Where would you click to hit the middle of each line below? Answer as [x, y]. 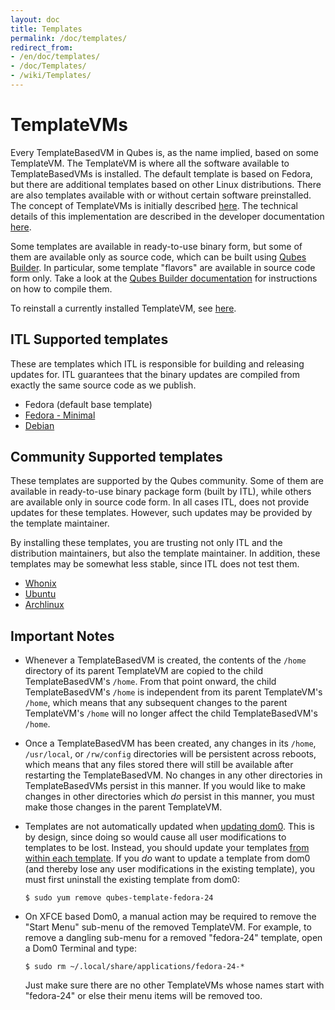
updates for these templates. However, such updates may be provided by [161, 513]
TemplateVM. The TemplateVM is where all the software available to [150, 163]
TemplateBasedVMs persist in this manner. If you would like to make [165, 786]
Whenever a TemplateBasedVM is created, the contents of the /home [165, 660]
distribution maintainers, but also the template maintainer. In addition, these [165, 553]
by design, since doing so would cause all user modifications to [155, 837]
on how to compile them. [61, 288]
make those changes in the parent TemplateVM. [123, 807]
